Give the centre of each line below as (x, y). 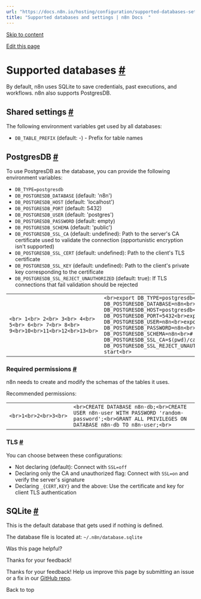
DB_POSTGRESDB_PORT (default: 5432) (58, 208)
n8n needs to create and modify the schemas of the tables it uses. (88, 382)
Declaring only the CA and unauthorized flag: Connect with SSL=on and (102, 473)
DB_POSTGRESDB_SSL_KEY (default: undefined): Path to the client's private (102, 266)
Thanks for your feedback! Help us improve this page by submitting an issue (100, 572)
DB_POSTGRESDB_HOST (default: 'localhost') (65, 202)
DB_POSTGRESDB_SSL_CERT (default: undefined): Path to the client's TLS (100, 253)
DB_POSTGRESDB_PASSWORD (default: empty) (65, 221)
